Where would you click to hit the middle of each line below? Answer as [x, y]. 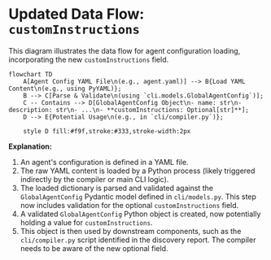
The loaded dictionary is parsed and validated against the [117, 188]
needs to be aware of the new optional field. [94, 248]
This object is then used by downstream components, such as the [131, 231]
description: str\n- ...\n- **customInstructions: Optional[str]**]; [129, 110]
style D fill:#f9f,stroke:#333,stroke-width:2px [107, 131]
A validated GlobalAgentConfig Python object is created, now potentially [140, 214]
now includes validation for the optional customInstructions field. [129, 205]
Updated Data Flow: [76, 14]
